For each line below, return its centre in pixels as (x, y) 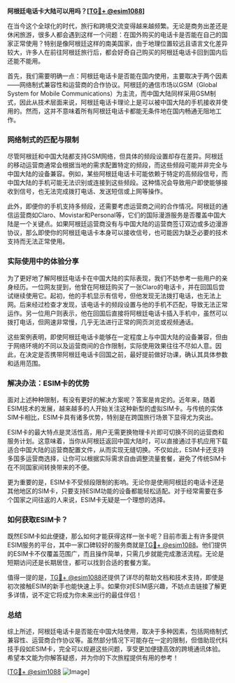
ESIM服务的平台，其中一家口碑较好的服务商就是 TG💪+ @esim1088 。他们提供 (117, 545)
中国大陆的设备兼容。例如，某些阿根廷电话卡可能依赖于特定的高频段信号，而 (117, 174)
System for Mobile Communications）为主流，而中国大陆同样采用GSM (109, 93)
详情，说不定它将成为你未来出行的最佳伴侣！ (77, 595)
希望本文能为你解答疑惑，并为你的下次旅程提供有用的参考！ (93, 658)
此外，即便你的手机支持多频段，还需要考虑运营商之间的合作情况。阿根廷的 (114, 206)
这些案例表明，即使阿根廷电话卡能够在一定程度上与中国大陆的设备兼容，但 (114, 337)
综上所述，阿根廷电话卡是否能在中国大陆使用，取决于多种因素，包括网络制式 (117, 632)
